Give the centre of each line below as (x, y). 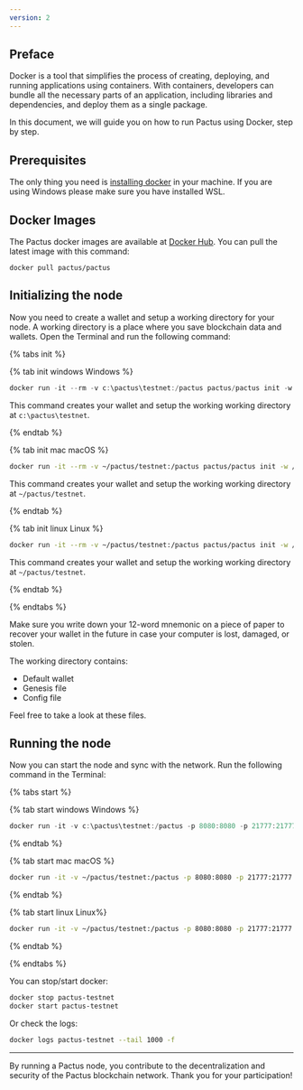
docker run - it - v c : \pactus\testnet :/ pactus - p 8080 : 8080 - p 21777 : (143, 826)
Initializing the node (66, 296)
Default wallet (48, 678)
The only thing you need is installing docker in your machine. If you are (141, 182)
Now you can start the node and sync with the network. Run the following (146, 765)
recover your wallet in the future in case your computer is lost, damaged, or (150, 634)
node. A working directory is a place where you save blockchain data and (146, 327)
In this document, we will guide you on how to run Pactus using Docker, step (151, 122)
